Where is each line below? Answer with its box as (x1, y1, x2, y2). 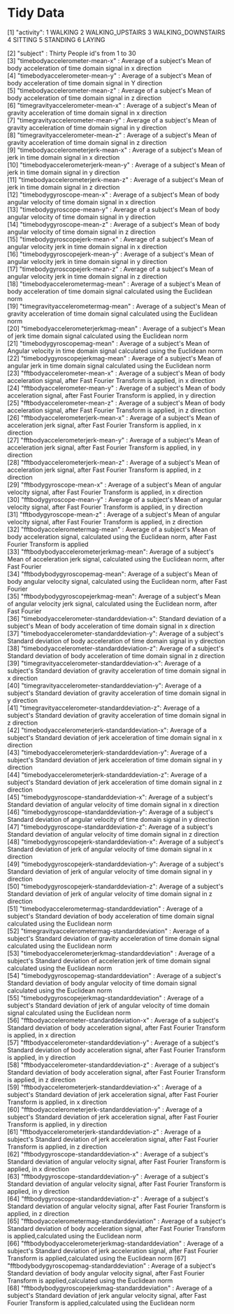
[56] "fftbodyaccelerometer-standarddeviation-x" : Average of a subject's (7, 1016, 219, 1024)
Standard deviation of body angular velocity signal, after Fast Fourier (7, 1268, 205, 1277)
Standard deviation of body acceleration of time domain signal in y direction (7, 636, 226, 645)
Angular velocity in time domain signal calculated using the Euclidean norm (7, 347, 224, 355)
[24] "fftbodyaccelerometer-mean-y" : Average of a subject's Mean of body (7, 384, 226, 392)
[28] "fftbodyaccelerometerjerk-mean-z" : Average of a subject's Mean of (7, 458, 220, 466)
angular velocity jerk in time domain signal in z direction (7, 272, 168, 281)
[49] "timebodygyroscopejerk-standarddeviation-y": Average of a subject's (7, 860, 224, 868)
